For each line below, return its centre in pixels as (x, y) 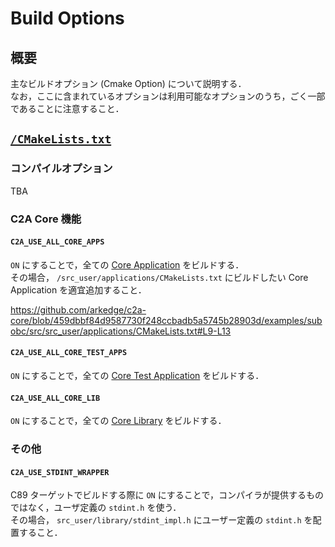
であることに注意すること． (67, 108)
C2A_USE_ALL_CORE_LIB (55, 398)
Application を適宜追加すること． (78, 289)
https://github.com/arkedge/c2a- (78, 309)
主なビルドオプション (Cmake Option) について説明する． (128, 83)
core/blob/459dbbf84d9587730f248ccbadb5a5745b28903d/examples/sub (166, 320)
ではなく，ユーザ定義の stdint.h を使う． (96, 508)
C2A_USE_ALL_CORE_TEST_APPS (69, 353)
